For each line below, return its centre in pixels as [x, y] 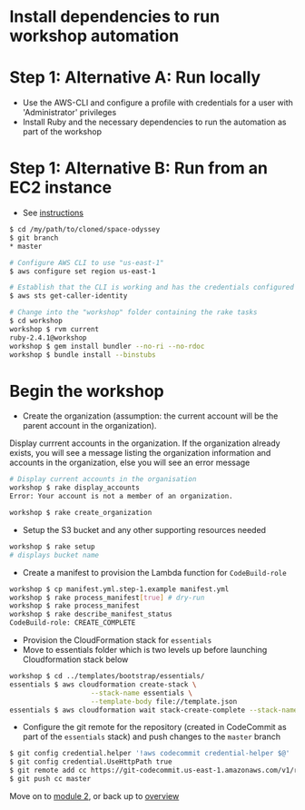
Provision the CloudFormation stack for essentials [117, 640]
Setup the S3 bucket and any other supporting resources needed [144, 529]
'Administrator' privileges [69, 113]
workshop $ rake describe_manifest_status [91, 615]
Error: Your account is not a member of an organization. [121, 497]
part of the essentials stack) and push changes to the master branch [152, 736]
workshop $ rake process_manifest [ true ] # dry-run [107, 598]
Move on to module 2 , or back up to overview [94, 795]
